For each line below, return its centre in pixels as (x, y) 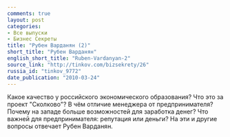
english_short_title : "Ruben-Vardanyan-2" (69, 59)
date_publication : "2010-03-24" (53, 77)
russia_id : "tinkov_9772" (44, 71)
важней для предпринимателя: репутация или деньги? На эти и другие (112, 119)
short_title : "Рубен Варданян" (52, 52)
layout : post (26, 20)
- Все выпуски (28, 33)
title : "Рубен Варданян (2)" (49, 45)
